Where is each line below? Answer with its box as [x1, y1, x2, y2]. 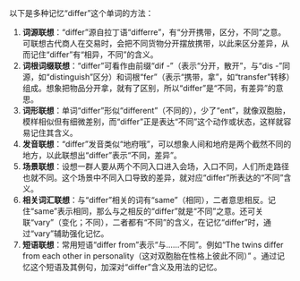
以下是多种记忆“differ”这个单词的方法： [9, 8, 154, 18]
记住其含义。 [30, 128, 78, 138]
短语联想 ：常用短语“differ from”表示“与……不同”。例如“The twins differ [21, 240, 284, 250]
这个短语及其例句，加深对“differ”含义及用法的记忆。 [30, 262, 222, 272]
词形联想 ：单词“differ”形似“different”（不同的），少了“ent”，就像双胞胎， [21, 106, 291, 115]
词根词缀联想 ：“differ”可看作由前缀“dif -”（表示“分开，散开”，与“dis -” [21, 61, 283, 71]
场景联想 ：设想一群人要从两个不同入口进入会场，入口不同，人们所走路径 [21, 161, 289, 172]
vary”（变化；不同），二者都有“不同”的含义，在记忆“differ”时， [33, 217, 264, 227]
